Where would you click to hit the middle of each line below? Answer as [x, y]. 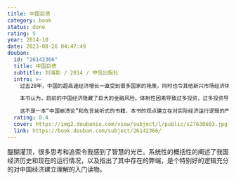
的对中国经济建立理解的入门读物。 [57, 169]
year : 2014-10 [28, 40]
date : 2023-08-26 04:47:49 [47, 46]
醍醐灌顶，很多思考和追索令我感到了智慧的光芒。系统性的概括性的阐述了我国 [118, 151]
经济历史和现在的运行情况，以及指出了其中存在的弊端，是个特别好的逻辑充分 [118, 160]
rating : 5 [22, 33]
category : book [29, 20]
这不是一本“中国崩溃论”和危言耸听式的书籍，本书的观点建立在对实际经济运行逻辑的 [122, 111]
